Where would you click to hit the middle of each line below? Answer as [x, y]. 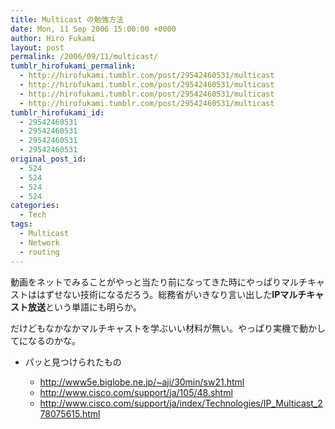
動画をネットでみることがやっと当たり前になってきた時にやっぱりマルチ [159, 282]
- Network [39, 242]
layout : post [37, 47]
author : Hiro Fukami [53, 38]
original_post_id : [48, 159]
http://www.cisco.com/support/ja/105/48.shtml [136, 392]
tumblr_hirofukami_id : [57, 112]
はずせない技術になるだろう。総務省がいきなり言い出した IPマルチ [171, 294]
